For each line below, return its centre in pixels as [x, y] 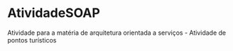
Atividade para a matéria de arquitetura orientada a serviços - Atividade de [116, 33]
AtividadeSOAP [54, 13]
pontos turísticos [32, 40]
